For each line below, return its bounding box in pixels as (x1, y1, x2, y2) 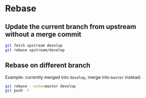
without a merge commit (5, 30, 82, 38)
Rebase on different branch (5, 61, 91, 70)
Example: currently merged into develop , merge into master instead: (5, 74, 142, 80)
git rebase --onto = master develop (5, 84, 76, 89)
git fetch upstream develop (5, 43, 63, 48)
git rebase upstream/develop (5, 48, 65, 52)
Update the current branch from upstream (5, 23, 137, 31)
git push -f (5, 88, 29, 93)
